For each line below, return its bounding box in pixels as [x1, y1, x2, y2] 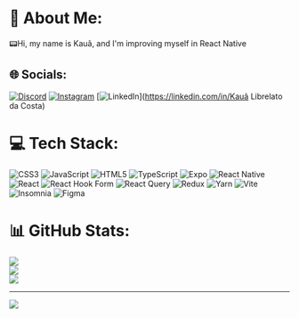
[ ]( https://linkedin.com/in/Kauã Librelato [96, 91, 283, 102]
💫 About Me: [9, 8, 103, 29]
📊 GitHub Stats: [9, 220, 131, 241]
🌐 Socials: [9, 67, 68, 83]
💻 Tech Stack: [9, 133, 119, 153]
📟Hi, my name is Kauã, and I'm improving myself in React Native [9, 37, 247, 48]
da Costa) [9, 100, 45, 110]
